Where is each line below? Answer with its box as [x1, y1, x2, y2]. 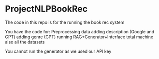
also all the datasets [5, 39, 45, 44]
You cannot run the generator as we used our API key [5, 48, 112, 54]
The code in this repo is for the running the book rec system [5, 19, 125, 25]
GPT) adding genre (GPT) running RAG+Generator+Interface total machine [5, 34, 154, 40]
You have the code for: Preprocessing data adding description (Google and [5, 29, 155, 34]
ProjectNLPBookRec [5, 3, 88, 15]
